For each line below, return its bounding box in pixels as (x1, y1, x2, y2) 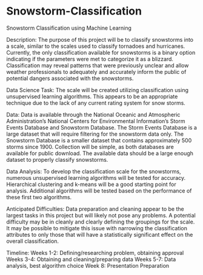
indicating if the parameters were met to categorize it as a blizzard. (6, 55, 174, 62)
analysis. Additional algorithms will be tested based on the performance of (6, 187, 192, 194)
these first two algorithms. (6, 193, 72, 200)
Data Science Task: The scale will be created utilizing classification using (6, 86, 189, 93)
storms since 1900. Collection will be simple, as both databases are (6, 143, 175, 150)
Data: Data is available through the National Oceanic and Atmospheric (6, 111, 181, 118)
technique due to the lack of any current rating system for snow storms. (6, 99, 186, 107)
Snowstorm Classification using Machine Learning (6, 24, 132, 31)
